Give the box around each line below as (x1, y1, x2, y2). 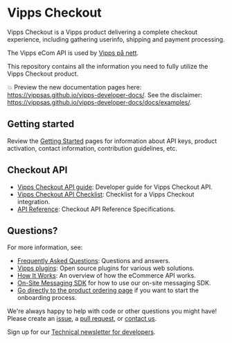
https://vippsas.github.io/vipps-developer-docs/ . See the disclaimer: (7, 90, 203, 99)
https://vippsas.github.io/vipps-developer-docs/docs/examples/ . (7, 98, 192, 106)
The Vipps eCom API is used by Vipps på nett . (7, 49, 139, 57)
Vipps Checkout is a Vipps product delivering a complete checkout (7, 28, 198, 36)
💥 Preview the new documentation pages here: (7, 83, 142, 91)
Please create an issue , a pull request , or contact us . (7, 315, 157, 323)
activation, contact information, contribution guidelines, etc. (7, 144, 178, 152)
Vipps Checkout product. (7, 69, 79, 78)
